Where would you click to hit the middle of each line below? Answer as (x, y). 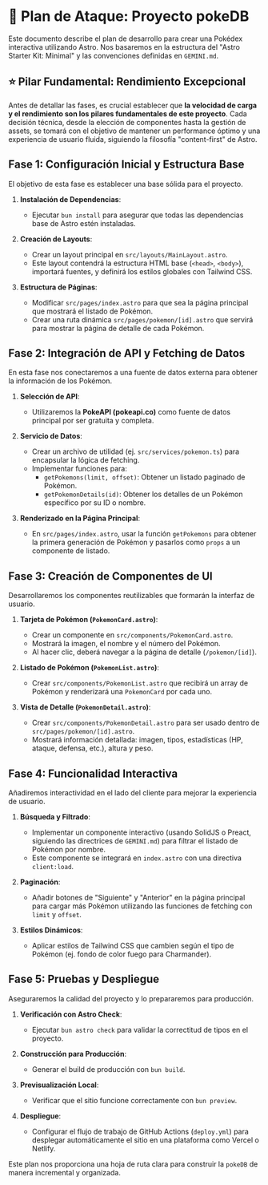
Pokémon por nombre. (69, 849)
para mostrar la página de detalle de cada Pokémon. (118, 328)
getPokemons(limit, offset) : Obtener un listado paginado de (144, 477)
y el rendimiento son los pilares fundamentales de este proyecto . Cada (128, 113)
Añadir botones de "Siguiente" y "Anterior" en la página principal (138, 898)
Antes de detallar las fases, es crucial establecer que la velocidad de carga (133, 105)
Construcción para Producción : (73, 1054)
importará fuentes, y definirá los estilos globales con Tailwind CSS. (142, 271)
